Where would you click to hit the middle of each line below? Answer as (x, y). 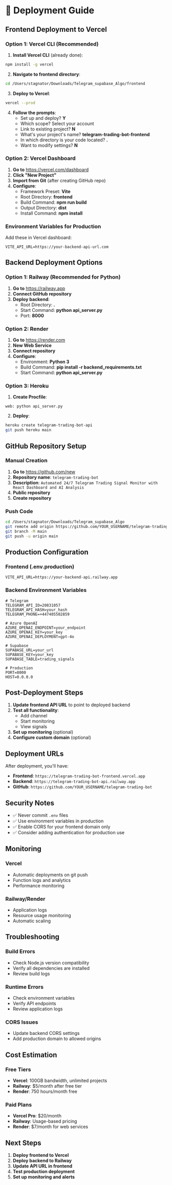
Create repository (32, 498)
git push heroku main (28, 430)
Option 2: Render (27, 329)
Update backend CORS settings (46, 1033)
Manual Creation (26, 460)
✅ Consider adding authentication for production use (68, 833)
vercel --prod (20, 103)
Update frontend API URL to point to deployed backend (71, 705)
